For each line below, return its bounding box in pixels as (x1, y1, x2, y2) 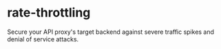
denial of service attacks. (7, 35, 79, 43)
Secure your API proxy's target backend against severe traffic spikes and (7, 28, 215, 36)
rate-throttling (7, 5, 91, 21)
